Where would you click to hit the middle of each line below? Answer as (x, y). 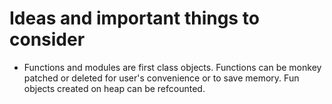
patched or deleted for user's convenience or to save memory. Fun (161, 78)
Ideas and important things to (134, 18)
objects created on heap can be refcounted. (114, 88)
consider (47, 39)
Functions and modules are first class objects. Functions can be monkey (172, 67)
